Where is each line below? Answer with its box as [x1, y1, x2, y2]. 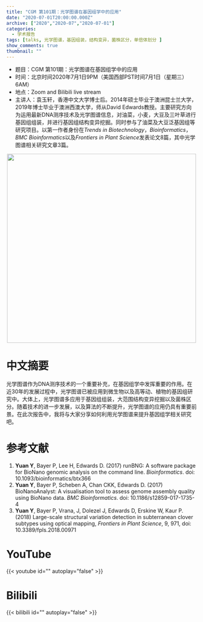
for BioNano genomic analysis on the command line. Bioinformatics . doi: [14, 468, 195, 476]
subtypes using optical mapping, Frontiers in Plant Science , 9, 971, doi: [14, 520, 192, 527]
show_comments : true [6, 43, 59, 49]
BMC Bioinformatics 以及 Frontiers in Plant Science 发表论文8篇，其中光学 [14, 134, 196, 141]
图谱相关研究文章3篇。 [14, 141, 72, 148]
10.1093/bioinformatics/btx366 [14, 474, 91, 482]
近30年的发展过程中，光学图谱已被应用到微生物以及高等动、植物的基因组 [6, 388, 188, 395]
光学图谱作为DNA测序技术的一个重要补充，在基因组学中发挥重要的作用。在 [6, 380, 193, 387]
